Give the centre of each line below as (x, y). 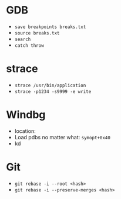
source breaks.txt (37, 33)
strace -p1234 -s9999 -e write (53, 91)
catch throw (29, 45)
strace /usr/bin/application (50, 85)
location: (25, 131)
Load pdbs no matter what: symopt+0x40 (62, 137)
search (23, 39)
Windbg (26, 115)
